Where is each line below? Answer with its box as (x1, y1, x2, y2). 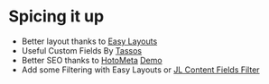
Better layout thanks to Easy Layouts (21, 36, 158, 46)
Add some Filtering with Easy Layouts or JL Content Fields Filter (21, 64, 260, 75)
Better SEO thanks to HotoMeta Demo (21, 55, 163, 65)
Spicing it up (8, 6, 105, 27)
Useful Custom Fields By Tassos (21, 45, 142, 55)
